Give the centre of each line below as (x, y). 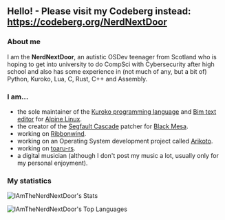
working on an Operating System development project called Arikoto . (115, 141)
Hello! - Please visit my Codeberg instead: (99, 11)
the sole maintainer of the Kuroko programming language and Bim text (117, 111)
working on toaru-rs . (46, 148)
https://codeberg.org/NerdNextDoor (87, 22)
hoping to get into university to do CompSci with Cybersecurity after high (111, 64)
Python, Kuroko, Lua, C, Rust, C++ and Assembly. (77, 79)
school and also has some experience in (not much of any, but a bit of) (107, 71)
